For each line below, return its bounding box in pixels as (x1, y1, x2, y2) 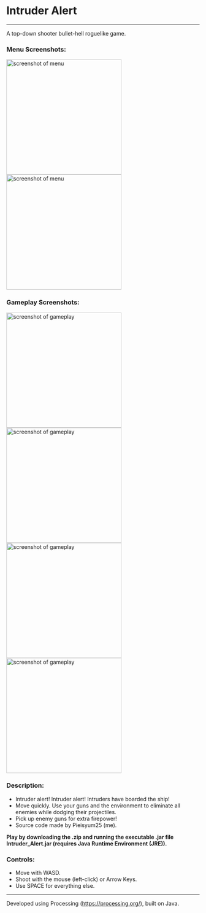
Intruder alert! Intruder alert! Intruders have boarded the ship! (15, 795, 170, 802)
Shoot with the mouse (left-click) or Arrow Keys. (15, 876, 137, 883)
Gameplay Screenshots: (6, 298, 80, 307)
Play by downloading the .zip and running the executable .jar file (6, 833, 174, 841)
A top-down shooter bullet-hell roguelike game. (6, 29, 126, 37)
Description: (6, 781, 44, 790)
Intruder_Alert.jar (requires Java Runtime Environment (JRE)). (6, 839, 167, 847)
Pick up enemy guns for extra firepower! (15, 815, 118, 822)
